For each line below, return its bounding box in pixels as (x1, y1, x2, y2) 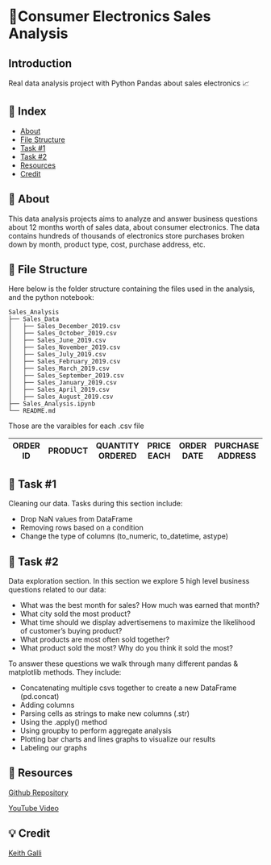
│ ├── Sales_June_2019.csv (8, 336, 106, 345)
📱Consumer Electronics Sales (8, 7, 211, 26)
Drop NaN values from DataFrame (19, 514, 133, 524)
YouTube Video (8, 803, 59, 813)
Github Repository (8, 788, 69, 797)
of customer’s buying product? (19, 626, 123, 636)
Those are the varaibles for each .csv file (8, 421, 144, 430)
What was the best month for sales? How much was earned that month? (19, 601, 260, 610)
